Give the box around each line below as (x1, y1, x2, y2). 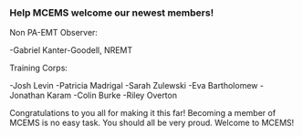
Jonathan (9, 90, 46, 101)
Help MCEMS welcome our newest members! (9, 6, 214, 19)
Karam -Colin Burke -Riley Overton (47, 90, 178, 101)
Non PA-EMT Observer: (9, 27, 99, 38)
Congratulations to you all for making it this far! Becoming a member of (9, 108, 277, 119)
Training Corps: (9, 62, 68, 74)
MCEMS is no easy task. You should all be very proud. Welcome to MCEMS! (9, 117, 295, 129)
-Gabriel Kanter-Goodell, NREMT (9, 45, 133, 56)
